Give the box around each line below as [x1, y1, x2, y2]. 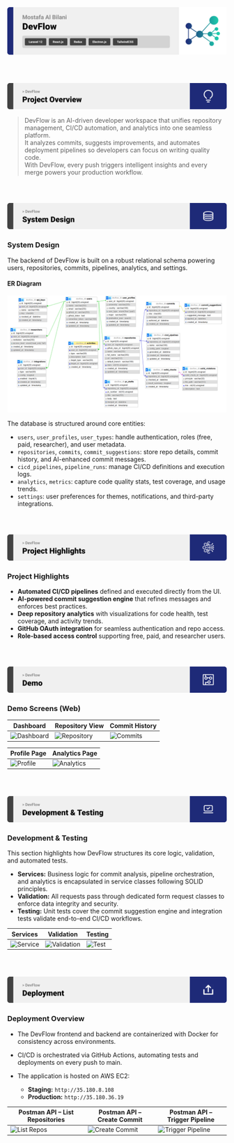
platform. [24, 131, 51, 140]
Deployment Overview [7, 1014, 85, 1024]
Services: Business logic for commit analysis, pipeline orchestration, [17, 870, 214, 879]
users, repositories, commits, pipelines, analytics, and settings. [7, 263, 188, 271]
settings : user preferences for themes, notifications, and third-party [17, 492, 214, 500]
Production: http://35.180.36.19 [27, 1092, 124, 1101]
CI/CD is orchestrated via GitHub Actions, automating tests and [17, 1050, 198, 1059]
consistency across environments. [17, 1037, 116, 1045]
